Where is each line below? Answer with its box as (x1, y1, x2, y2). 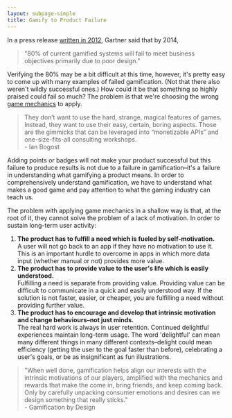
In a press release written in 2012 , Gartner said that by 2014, (7, 35, 179, 44)
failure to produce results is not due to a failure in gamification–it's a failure (7, 163, 220, 172)
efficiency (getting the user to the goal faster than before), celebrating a (17, 345, 223, 353)
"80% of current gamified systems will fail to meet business (24, 49, 195, 58)
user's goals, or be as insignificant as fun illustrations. (17, 352, 172, 361)
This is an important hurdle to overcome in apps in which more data (17, 249, 210, 258)
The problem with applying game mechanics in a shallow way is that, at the (7, 206, 222, 215)
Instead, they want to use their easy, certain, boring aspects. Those (24, 120, 217, 128)
